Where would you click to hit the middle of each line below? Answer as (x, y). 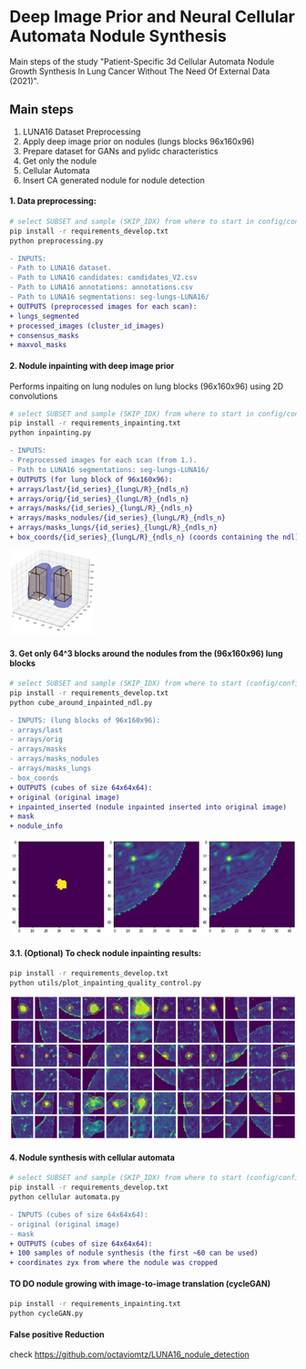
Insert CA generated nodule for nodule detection (113, 180)
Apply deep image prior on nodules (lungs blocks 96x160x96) (138, 141)
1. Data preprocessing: (53, 201)
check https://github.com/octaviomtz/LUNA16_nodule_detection (130, 1354)
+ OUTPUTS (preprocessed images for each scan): (103, 306)
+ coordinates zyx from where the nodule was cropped (114, 1263)
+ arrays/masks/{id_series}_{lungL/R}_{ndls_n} (102, 509)
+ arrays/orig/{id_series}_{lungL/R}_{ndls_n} (99, 499)
